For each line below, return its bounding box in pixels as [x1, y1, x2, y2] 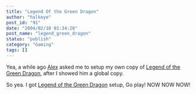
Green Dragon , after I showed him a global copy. [6, 69, 124, 77]
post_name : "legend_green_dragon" [6, 31, 92, 37]
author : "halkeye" [6, 14, 51, 20]
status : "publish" [6, 36, 51, 42]
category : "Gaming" [6, 42, 54, 48]
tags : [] [6, 47, 28, 53]
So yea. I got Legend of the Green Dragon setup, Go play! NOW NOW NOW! [6, 81, 191, 88]
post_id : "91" [6, 20, 41, 25]
